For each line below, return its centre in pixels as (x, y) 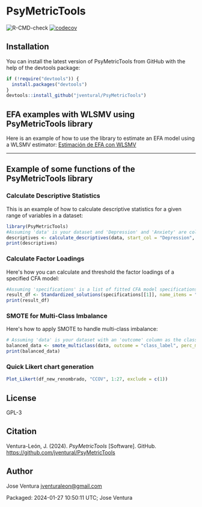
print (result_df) (28, 301)
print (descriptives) (32, 243)
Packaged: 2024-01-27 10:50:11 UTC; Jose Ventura (69, 497)
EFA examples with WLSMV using (71, 114)
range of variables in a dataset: (44, 215)
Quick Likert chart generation (50, 367)
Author (20, 471)
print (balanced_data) (33, 351)
